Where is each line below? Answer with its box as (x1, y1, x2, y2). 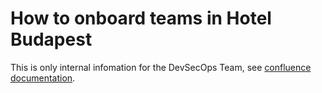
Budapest (10, 28, 93, 51)
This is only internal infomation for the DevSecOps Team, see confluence (10, 61, 312, 73)
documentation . (10, 72, 76, 84)
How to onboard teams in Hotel (10, 7, 272, 30)
